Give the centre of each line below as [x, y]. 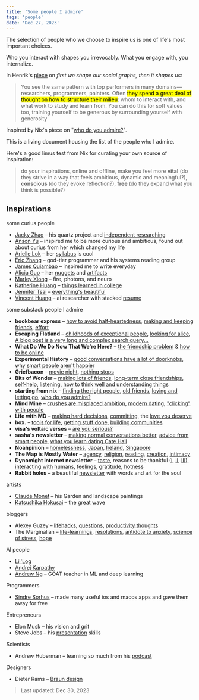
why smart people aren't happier [55, 365]
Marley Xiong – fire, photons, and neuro [63, 279]
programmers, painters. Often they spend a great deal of [122, 94]
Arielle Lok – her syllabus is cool [54, 254]
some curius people [31, 223]
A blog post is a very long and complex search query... [81, 340]
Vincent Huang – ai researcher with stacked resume [78, 298]
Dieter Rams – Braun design [49, 679]
